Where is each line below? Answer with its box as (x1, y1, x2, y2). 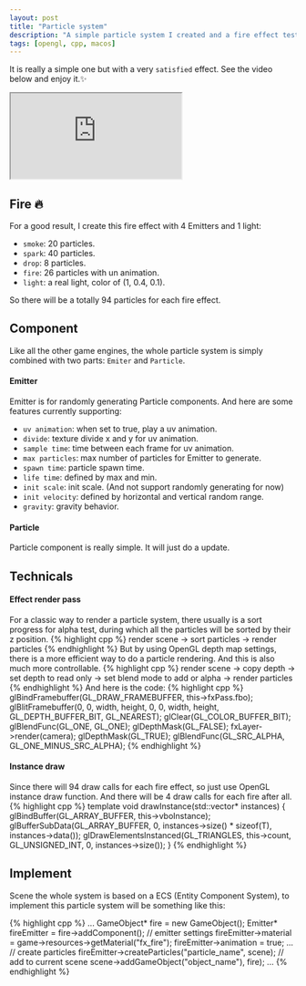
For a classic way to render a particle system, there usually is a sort (9, 614, 262, 625)
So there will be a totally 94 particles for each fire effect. (9, 295, 221, 306)
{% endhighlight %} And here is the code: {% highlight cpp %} (9, 681, 244, 693)
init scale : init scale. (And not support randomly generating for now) (22, 482, 285, 493)
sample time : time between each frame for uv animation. (22, 443, 234, 454)
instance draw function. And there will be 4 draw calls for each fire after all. (9, 791, 292, 803)
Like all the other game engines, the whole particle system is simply (9, 345, 264, 356)
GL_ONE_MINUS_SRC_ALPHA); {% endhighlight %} (9, 740, 202, 751)
